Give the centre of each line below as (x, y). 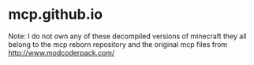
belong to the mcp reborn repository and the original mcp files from (118, 44)
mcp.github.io (56, 14)
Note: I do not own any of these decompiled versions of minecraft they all (127, 36)
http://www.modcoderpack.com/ (62, 52)
